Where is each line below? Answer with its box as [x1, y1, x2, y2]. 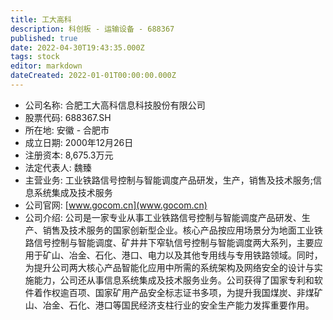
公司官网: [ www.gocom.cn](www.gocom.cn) [24, 199, 208, 211]
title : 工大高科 [10, 14, 72, 25]
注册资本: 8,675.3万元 [24, 149, 114, 161]
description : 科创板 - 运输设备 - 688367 [10, 24, 175, 34]
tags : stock [10, 52, 60, 62]
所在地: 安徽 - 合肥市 [24, 124, 110, 136]
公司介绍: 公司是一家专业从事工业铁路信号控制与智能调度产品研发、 [24, 211, 302, 223]
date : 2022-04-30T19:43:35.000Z [10, 42, 145, 53]
